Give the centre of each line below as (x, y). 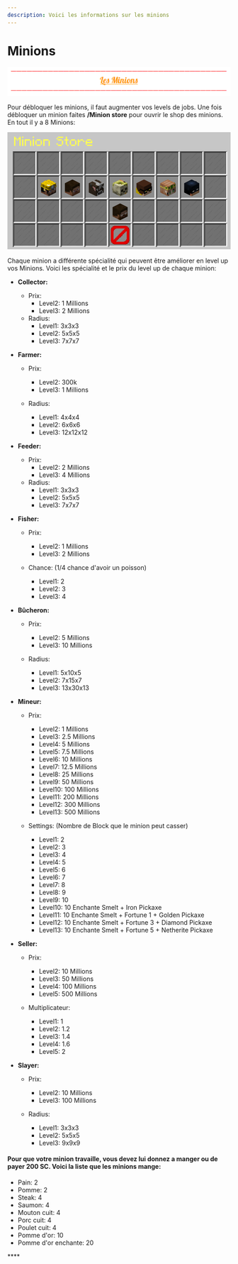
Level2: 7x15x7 (60, 680)
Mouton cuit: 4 (39, 1212)
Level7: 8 (52, 884)
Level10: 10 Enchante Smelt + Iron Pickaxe (100, 907)
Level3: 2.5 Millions (67, 736)
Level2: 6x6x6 (59, 424)
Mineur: (29, 701)
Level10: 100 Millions (69, 789)
